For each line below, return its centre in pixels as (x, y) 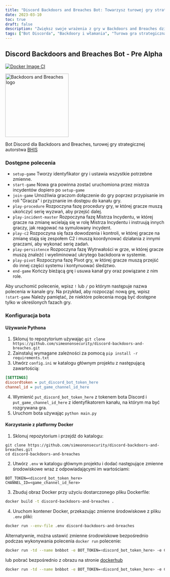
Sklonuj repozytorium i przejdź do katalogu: (58, 436)
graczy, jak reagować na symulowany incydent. (62, 228)
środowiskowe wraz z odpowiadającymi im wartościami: (71, 469)
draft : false (19, 24)
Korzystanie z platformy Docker (39, 425)
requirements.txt (31, 358)
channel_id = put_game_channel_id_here (47, 387)
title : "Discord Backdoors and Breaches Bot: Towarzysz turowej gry (79, 10)
